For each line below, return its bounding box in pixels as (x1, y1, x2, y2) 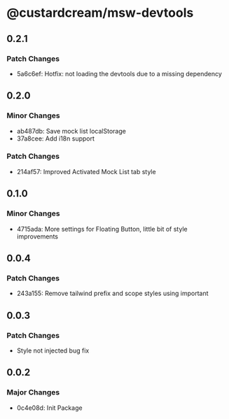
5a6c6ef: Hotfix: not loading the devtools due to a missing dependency (16, 69, 222, 78)
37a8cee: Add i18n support (16, 134, 95, 143)
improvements (16, 232, 59, 241)
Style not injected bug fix (16, 346, 90, 355)
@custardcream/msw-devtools (6, 5, 194, 21)
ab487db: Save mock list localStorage (16, 127, 127, 135)
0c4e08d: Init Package (16, 404, 83, 412)
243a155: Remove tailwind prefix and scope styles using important (16, 289, 209, 298)
